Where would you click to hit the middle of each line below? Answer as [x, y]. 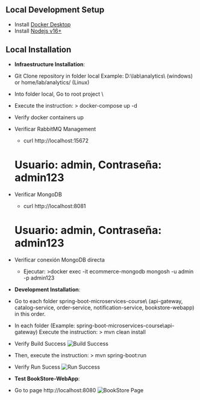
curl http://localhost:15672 [56, 140]
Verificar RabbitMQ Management [55, 129]
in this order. [30, 314]
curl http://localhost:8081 [55, 206]
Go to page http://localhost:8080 [55, 390]
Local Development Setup [55, 10]
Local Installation [39, 50]
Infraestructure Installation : [50, 64]
